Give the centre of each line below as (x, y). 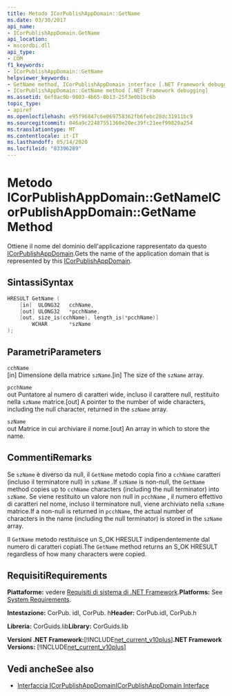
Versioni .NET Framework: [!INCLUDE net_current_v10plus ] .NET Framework (115, 640)
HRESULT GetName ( (33, 298)
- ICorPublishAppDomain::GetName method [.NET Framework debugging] (108, 91)
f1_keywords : (26, 65)
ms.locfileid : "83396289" (44, 149)
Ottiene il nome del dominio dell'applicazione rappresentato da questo (107, 246)
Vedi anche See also (51, 669)
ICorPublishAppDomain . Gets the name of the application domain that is (108, 253)
